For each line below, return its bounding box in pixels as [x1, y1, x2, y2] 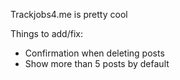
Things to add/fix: [10, 28, 83, 39]
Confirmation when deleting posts [24, 47, 165, 59]
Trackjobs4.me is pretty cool [10, 9, 128, 20]
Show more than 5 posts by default [24, 58, 170, 69]
